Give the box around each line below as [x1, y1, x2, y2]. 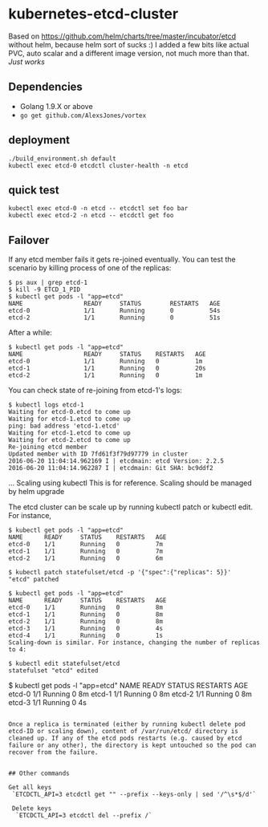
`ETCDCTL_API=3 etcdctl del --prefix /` [15, 812, 152, 820]
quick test [8, 183, 59, 197]
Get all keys [8, 784, 52, 792]
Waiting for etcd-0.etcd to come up [8, 408, 131, 416]
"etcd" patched [8, 575, 59, 584]
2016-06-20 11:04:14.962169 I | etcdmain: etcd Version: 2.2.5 [8, 457, 225, 465]
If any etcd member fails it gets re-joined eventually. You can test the [8, 254, 236, 265]
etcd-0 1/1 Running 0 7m [8, 541, 163, 549]
